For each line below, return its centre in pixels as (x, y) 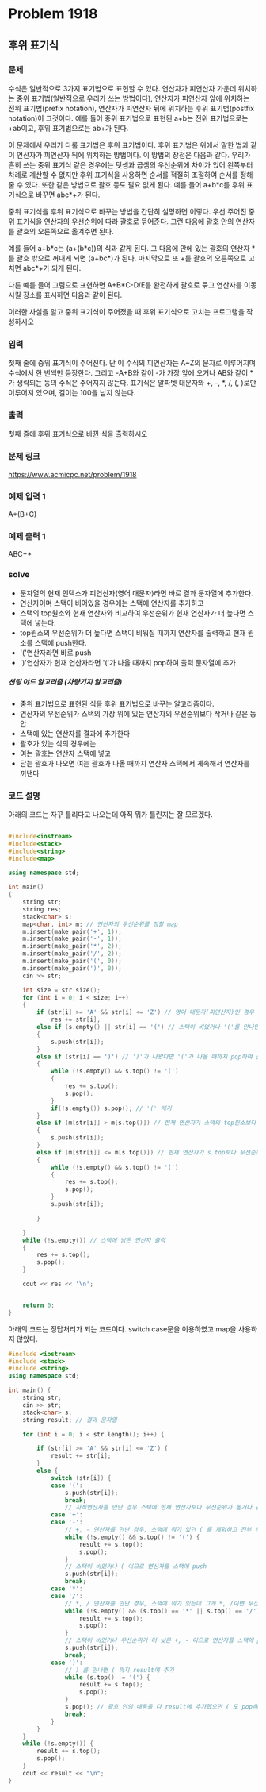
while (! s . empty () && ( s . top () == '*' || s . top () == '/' (161, 1611)
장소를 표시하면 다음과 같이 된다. (72, 295)
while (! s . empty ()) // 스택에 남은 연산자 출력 (94, 1240)
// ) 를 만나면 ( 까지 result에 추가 (119, 1670)
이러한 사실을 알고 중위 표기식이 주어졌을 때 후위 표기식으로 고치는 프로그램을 (127, 311)
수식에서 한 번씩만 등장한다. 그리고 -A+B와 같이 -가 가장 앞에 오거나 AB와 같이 (128, 373)
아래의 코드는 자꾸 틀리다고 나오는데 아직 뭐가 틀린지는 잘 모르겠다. (110, 814)
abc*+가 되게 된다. (52, 268)
